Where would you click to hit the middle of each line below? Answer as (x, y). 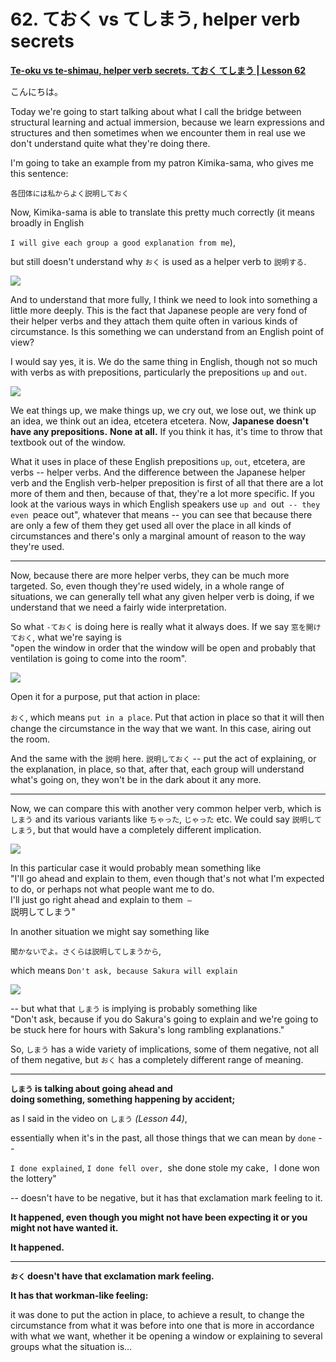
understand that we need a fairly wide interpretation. (118, 607)
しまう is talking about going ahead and (91, 1088)
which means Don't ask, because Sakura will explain (124, 970)
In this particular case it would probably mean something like (136, 867)
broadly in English (47, 222)
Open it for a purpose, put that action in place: (105, 696)
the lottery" (33, 1178)
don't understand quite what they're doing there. (110, 143)
